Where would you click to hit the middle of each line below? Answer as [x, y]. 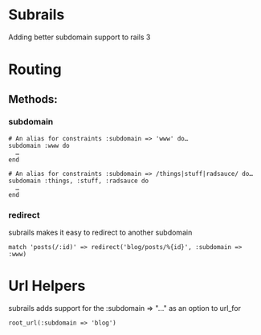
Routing [35, 69]
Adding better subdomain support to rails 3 [80, 37]
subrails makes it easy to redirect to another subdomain [100, 233]
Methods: [33, 99]
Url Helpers [47, 286]
